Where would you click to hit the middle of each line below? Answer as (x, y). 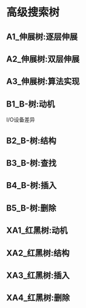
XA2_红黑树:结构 (38, 253)
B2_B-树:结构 (31, 141)
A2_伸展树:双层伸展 (43, 59)
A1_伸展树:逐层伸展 (42, 37)
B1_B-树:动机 (31, 104)
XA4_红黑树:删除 (38, 298)
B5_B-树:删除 (31, 208)
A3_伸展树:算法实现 (43, 81)
